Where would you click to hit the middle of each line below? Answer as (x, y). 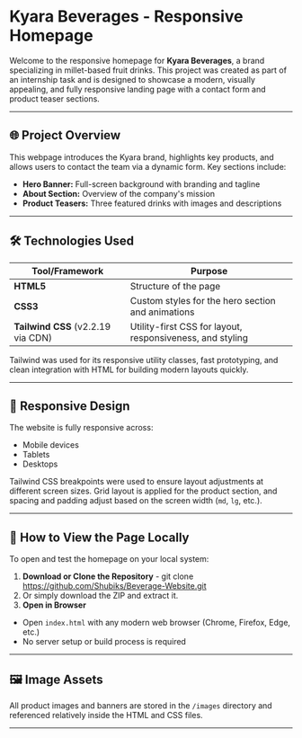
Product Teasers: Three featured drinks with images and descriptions (152, 203)
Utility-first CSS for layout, (186, 326)
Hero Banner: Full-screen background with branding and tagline (141, 184)
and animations (162, 312)
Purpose (209, 271)
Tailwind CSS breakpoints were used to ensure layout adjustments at (136, 482)
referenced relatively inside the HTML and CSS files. (107, 715)
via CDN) (33, 337)
